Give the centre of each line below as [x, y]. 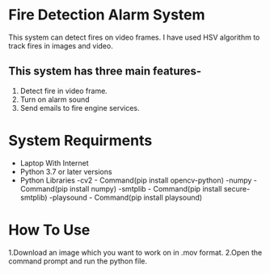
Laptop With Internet [54, 162]
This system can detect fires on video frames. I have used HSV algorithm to [134, 37]
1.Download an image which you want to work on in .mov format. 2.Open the [135, 252]
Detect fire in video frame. [63, 91]
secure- [237, 188]
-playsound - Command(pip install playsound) [126, 197]
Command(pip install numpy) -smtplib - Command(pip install [121, 188]
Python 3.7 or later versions [66, 171]
